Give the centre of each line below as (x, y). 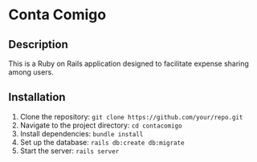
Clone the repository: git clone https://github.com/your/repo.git (131, 116)
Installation (37, 97)
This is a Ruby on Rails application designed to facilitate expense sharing (128, 63)
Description (38, 45)
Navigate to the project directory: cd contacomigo (101, 125)
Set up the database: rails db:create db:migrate (102, 142)
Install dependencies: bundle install (82, 133)
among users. (31, 72)
